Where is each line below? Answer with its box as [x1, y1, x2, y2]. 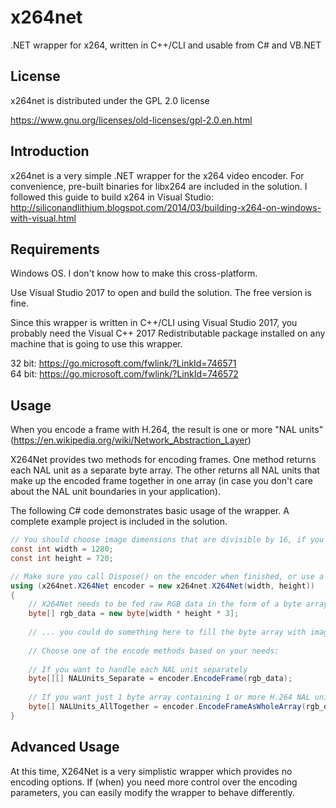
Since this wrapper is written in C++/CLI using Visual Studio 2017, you [10, 317, 298, 329]
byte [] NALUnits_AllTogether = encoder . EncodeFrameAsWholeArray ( [28, 702, 307, 712]
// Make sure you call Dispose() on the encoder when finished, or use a [10, 571, 325, 581]
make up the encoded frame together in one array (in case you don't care [10, 475, 313, 487]
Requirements [10, 241, 100, 258]
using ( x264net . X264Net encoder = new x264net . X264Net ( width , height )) [10, 581, 315, 591]
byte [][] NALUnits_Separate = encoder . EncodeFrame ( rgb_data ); [28, 674, 293, 684]
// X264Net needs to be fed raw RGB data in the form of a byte [28, 599, 302, 610]
